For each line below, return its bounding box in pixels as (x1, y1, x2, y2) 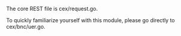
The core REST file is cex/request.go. (6, 5, 98, 12)
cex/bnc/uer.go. (6, 23, 46, 30)
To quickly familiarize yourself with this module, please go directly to (6, 17, 175, 23)
